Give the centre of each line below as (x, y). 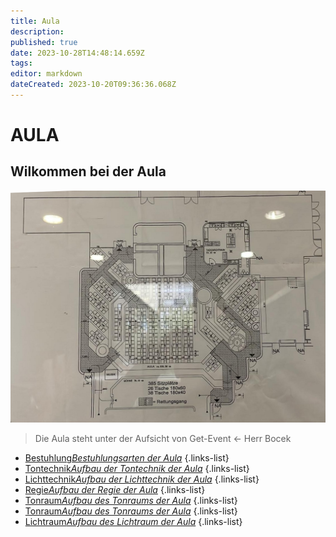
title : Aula (35, 21)
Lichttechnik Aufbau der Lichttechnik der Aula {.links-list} (142, 479)
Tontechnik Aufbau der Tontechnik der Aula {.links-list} (137, 469)
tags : (21, 63)
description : (37, 31)
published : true (44, 42)
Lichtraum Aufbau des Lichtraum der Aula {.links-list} (133, 522)
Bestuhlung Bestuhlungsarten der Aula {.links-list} (127, 458)
